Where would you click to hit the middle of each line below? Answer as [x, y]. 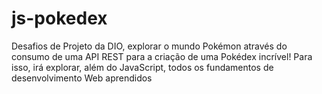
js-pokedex [59, 18]
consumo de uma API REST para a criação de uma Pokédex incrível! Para [162, 56]
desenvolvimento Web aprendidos [82, 78]
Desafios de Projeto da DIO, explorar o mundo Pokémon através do [149, 46]
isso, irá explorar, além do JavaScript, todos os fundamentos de [142, 67]
